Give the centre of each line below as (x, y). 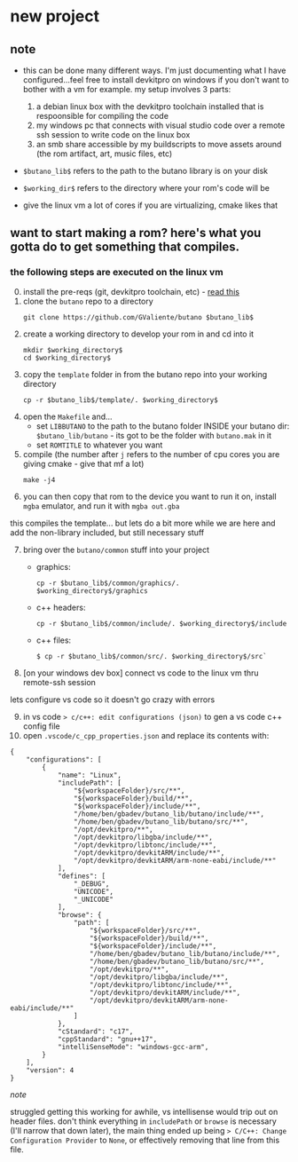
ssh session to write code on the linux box (113, 134)
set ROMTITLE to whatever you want (99, 445)
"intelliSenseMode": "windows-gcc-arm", (133, 1047)
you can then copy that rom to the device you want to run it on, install (150, 496)
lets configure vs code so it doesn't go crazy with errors (113, 700)
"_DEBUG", (91, 884)
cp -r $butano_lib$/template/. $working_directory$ (120, 400)
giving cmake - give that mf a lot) (83, 463)
